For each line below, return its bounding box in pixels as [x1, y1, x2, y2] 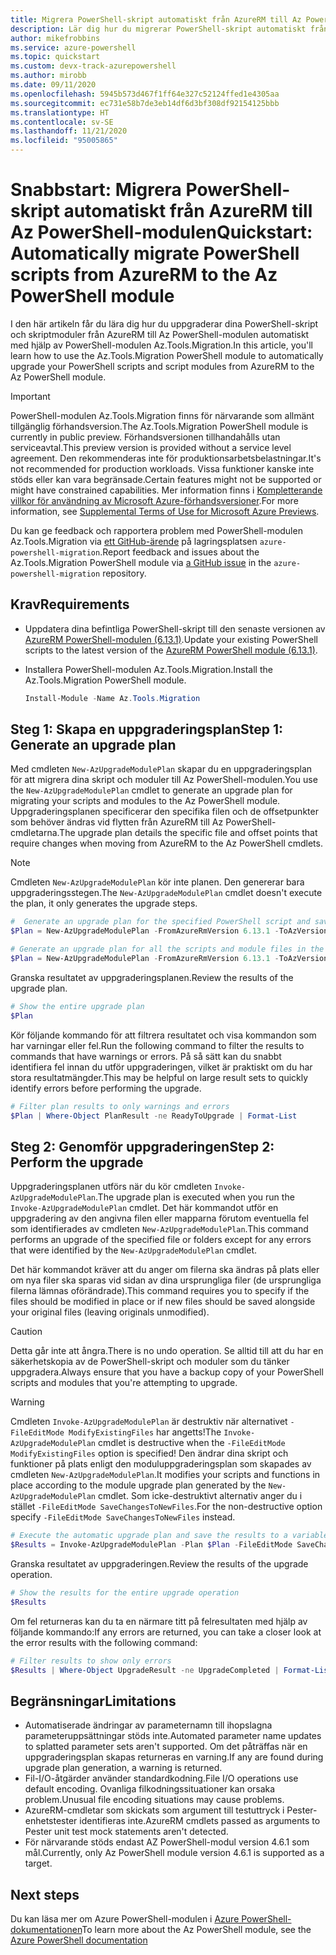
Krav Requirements [10, 596, 130, 613]
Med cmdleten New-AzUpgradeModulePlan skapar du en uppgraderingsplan [10, 763, 313, 775]
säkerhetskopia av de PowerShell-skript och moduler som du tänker [10, 1356, 290, 1368]
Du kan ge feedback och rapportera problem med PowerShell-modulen [10, 524, 303, 536]
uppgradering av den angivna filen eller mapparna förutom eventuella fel [10, 1212, 309, 1225]
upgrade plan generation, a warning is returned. [24, 1762, 223, 1774]
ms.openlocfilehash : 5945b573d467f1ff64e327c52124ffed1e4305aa [10, 89, 280, 99]
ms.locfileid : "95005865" [10, 136, 118, 146]
